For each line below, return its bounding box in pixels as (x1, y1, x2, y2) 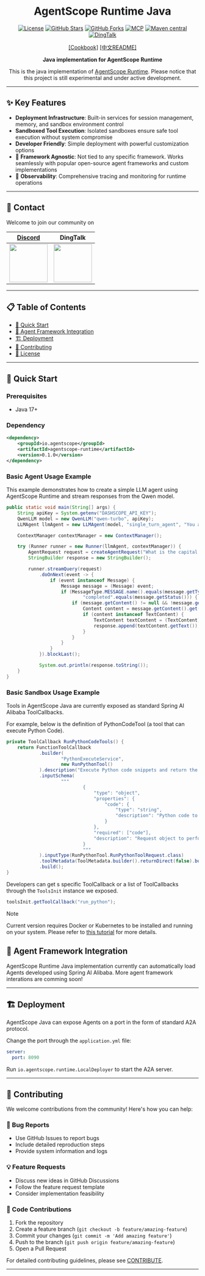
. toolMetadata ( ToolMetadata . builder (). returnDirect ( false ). (38, 858, 195, 864)
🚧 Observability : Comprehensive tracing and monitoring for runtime (15, 172, 186, 180)
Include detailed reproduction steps (15, 1141, 105, 1148)
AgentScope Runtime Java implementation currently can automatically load (6, 962, 196, 970)
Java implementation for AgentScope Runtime (42, 56, 163, 63)
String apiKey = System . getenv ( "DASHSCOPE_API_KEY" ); (17, 510, 157, 516)
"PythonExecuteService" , (60, 755, 124, 762)
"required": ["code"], (93, 829, 151, 836)
